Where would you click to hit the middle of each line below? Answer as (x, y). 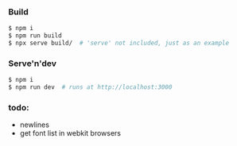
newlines (35, 125)
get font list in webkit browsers (70, 133)
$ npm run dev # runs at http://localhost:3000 (90, 87)
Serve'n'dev (33, 63)
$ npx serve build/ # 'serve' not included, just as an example (118, 43)
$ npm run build (35, 36)
